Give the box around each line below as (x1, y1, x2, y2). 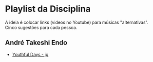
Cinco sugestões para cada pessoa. (5, 24, 77, 30)
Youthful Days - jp (12, 51, 49, 57)
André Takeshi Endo (5, 39, 67, 47)
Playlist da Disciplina (5, 3, 91, 15)
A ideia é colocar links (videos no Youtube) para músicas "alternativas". (5, 19, 149, 25)
